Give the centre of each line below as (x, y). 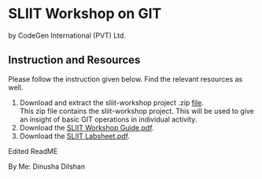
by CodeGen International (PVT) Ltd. (67, 35)
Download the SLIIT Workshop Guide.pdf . (87, 127)
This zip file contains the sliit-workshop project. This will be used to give (137, 111)
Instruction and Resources (74, 60)
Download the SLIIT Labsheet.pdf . (74, 136)
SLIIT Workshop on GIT (85, 14)
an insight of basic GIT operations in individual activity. (108, 119)
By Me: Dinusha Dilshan (46, 166)
